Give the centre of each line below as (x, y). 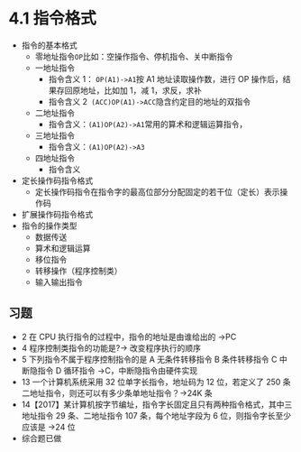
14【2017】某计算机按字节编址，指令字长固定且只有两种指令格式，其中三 (157, 404)
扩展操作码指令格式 (57, 214)
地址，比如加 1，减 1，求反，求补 (141, 90)
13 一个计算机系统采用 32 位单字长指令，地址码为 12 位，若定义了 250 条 (156, 382)
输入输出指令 (59, 281)
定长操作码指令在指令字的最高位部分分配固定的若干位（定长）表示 (157, 191)
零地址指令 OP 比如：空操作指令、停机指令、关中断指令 (134, 56)
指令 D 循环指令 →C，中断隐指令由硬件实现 (118, 370)
